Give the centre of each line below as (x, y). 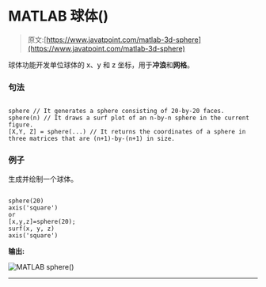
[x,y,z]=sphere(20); (42, 221)
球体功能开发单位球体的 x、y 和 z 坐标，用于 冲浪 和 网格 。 (101, 65)
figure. (21, 125)
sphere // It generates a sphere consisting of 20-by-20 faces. (116, 111)
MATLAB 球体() (59, 16)
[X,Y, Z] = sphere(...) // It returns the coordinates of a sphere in (127, 132)
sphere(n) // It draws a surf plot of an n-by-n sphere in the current (129, 118)
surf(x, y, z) (32, 228)
